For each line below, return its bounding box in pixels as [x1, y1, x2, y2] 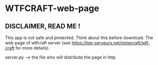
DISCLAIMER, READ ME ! [5, 22, 81, 30]
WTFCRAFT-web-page [5, 3, 99, 14]
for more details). [15, 45, 50, 51]
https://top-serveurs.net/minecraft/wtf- [72, 40, 150, 46]
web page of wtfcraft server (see [5, 40, 71, 46]
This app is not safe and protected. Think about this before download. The [5, 35, 154, 40]
